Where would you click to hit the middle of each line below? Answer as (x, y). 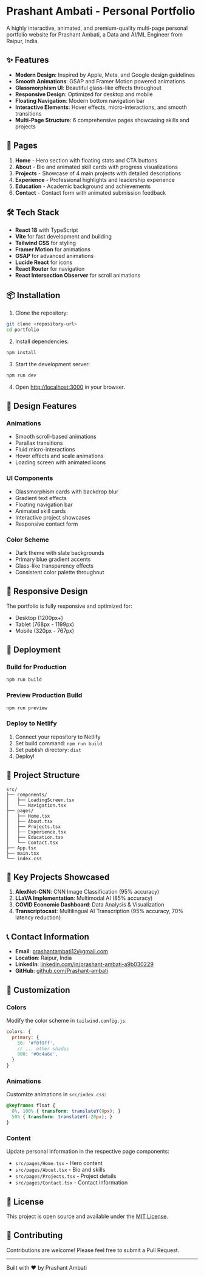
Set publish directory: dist (48, 750)
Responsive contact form (46, 524)
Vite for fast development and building (63, 237)
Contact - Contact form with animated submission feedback (90, 192)
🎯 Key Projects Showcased (58, 877)
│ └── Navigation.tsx (36, 805)
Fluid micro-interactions (45, 450)
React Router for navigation (50, 269)
